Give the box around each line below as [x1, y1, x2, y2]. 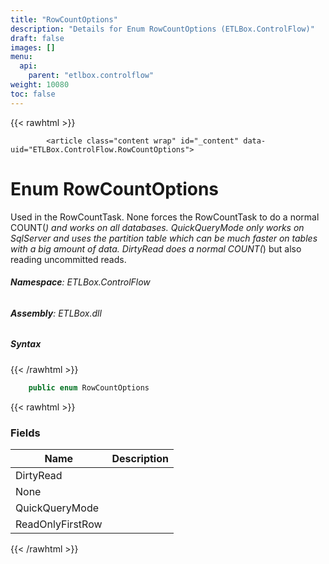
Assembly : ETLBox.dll [10, 307, 102, 319]
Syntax [10, 338, 42, 350]
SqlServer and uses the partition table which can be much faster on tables [10, 232, 318, 244]
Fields [10, 426, 41, 440]
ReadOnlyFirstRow [15, 517, 103, 531]
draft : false [10, 33, 65, 43]
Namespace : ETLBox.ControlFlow [10, 276, 151, 288]
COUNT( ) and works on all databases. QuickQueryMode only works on [10, 221, 305, 233]
